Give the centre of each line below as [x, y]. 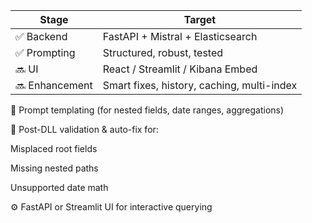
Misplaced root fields [54, 148]
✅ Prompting [45, 52]
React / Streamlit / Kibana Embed [180, 69]
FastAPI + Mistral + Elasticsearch [180, 36]
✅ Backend [41, 36]
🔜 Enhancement [54, 85]
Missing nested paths [54, 168]
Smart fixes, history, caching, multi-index [200, 85]
